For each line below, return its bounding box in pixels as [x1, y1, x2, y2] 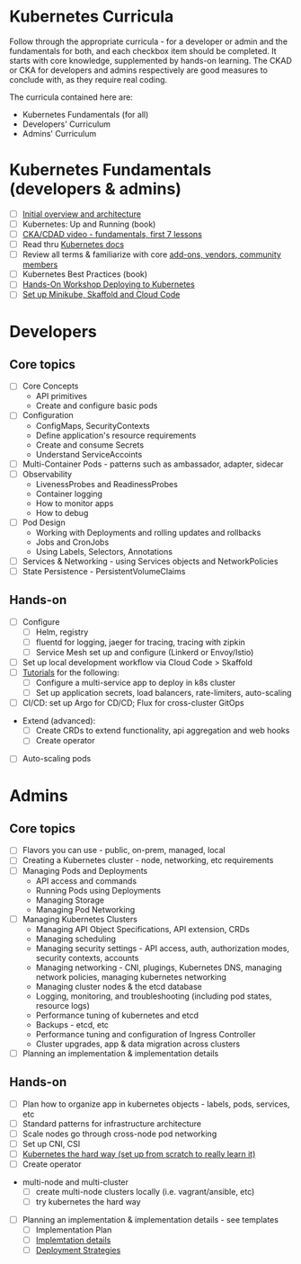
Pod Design [22, 517, 66, 528]
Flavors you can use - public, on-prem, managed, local [22, 845, 226, 856]
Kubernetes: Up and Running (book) [22, 218, 156, 229]
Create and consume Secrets [35, 439, 145, 450]
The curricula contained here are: [9, 92, 133, 102]
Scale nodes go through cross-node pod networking [22, 1128, 217, 1139]
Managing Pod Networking [35, 903, 136, 914]
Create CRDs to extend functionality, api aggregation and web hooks [35, 725, 290, 736]
